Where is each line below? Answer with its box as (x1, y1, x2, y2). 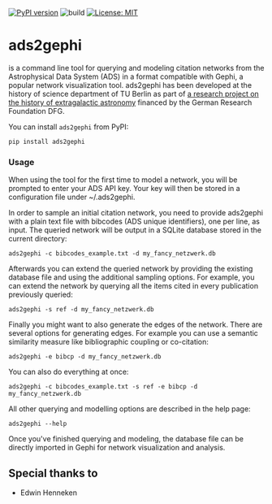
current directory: (8, 234, 67, 244)
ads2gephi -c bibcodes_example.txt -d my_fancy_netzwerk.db (8, 250, 217, 258)
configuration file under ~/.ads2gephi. (8, 192, 136, 202)
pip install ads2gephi (8, 137, 85, 146)
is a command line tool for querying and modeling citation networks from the (8, 63, 265, 72)
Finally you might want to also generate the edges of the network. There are (8, 319, 263, 329)
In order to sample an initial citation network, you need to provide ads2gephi (8, 208, 264, 218)
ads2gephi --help (8, 419, 67, 428)
